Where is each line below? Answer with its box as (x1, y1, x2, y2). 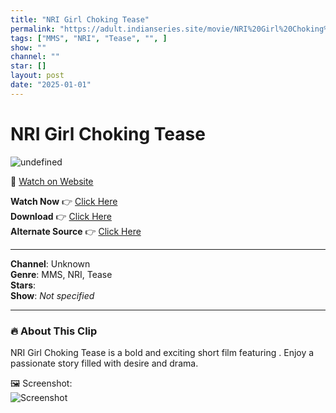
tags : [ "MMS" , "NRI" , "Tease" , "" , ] (10, 33, 168, 43)
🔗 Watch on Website (10, 175, 94, 187)
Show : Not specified (10, 289, 95, 301)
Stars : (10, 279, 37, 291)
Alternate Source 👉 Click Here (10, 225, 142, 237)
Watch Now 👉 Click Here (10, 195, 118, 207)
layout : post (10, 71, 65, 81)
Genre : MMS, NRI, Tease (10, 268, 113, 280)
